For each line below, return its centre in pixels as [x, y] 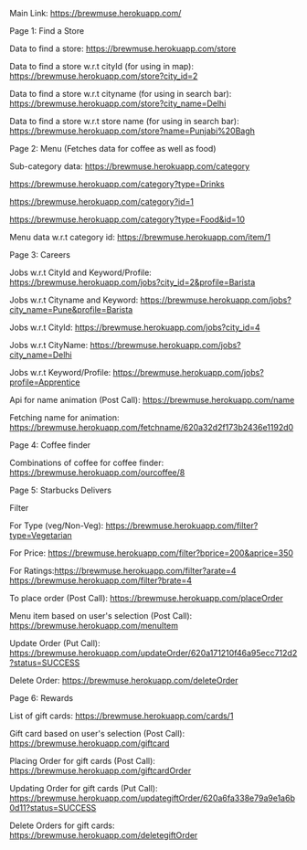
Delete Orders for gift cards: [63, 825]
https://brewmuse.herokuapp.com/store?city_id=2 [104, 76]
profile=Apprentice [45, 382]
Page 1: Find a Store [47, 31]
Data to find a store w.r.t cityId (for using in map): [102, 66]
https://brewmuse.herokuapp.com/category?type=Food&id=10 [127, 219]
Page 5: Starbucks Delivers [61, 490]
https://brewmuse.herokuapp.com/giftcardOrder [101, 770]
